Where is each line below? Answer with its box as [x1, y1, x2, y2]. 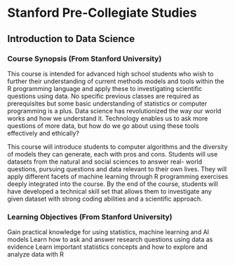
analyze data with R [7, 250, 65, 259]
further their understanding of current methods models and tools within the [7, 77, 224, 85]
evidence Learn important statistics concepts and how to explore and [7, 243, 208, 251]
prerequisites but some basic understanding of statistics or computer [7, 99, 208, 108]
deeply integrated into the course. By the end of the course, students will [7, 180, 219, 188]
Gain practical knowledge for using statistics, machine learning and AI [7, 228, 209, 236]
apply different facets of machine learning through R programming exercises [7, 172, 229, 180]
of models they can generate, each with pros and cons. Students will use [7, 150, 218, 158]
